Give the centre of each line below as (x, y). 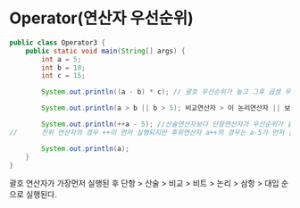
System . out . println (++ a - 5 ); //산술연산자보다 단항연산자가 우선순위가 (162, 125)
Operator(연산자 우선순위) (101, 18)
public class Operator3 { (57, 42)
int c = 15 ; (64, 76)
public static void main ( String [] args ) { (105, 51)
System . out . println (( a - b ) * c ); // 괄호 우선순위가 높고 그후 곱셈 (161, 92)
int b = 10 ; (64, 68)
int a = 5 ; (62, 59)
